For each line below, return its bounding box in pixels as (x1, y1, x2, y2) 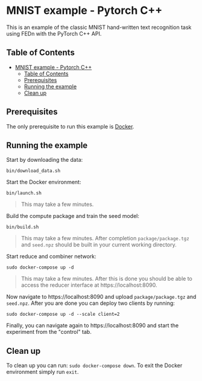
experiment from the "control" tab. (6, 328, 92, 336)
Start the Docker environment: (6, 179, 81, 186)
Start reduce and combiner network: (6, 253, 96, 260)
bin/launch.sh (6, 190, 42, 196)
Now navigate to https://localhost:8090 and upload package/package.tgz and (6, 293, 197, 301)
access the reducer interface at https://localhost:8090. (21, 281, 158, 289)
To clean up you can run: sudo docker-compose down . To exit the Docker (6, 362, 183, 369)
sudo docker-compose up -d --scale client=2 (6, 312, 120, 318)
